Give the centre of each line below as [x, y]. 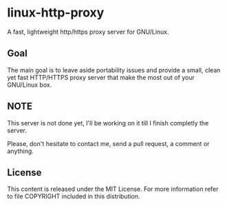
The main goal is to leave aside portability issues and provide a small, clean [114, 70]
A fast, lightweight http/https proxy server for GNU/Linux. [88, 32]
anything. [21, 151]
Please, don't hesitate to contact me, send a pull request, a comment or [108, 143]
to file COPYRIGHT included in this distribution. [74, 196]
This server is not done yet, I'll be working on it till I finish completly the [108, 123]
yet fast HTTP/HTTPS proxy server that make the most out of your [101, 77]
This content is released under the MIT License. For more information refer [113, 189]
